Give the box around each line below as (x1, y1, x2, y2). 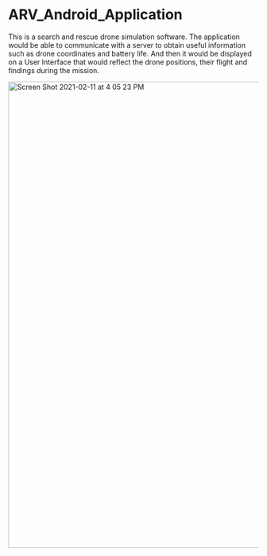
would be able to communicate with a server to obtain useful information (8, 40, 246, 49)
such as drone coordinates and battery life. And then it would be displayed (8, 49, 253, 58)
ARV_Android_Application (8, 6, 183, 24)
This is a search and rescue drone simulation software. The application (8, 32, 241, 41)
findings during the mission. (8, 65, 99, 75)
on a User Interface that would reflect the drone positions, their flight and (8, 57, 248, 67)
